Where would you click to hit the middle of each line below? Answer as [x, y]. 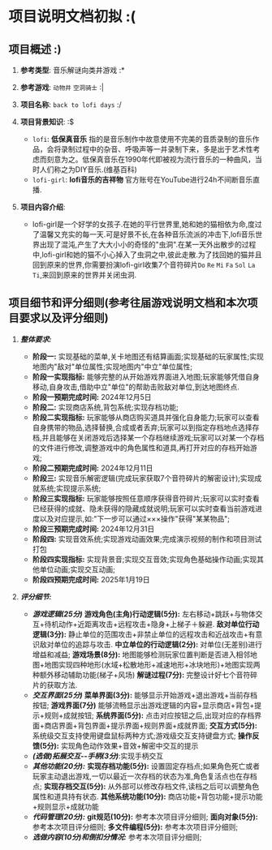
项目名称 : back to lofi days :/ [71, 105]
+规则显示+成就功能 [66, 806]
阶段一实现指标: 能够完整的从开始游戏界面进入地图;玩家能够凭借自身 [146, 376]
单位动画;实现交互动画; [78, 569]
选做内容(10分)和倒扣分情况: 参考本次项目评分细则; [117, 837]
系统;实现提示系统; [70, 488]
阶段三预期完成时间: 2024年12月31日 [93, 529]
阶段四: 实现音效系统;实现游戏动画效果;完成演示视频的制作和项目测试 [147, 539]
